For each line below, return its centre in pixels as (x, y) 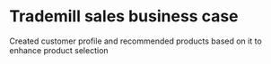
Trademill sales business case (124, 16)
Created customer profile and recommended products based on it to (135, 41)
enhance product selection (59, 50)
